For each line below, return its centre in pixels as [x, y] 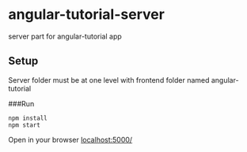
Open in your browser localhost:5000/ [70, 139]
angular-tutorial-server [86, 15]
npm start [25, 125]
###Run [21, 103]
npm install [28, 118]
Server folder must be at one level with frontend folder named [109, 80]
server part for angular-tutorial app [65, 36]
